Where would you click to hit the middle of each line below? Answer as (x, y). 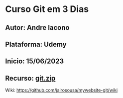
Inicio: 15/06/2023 (34, 61)
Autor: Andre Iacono (37, 28)
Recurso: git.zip (30, 78)
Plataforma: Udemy (36, 44)
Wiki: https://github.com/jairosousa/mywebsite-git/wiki (61, 90)
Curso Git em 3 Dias (47, 9)
